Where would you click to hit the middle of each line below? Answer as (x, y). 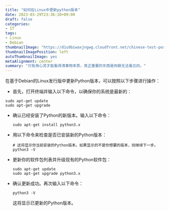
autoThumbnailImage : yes (31, 57)
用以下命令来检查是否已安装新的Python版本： (60, 135)
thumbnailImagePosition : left (37, 52)
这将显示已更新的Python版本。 (44, 203)
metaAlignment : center (29, 61)
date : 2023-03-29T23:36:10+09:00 (40, 15)
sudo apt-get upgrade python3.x (46, 174)
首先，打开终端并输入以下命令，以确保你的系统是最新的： (72, 91)
